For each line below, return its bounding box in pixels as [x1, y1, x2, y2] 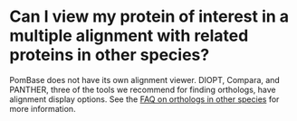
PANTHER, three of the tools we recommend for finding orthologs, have [9, 84, 276, 95]
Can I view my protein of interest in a [9, 6, 290, 27]
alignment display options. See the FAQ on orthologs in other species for [9, 93, 280, 105]
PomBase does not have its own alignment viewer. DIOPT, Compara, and [9, 74, 281, 85]
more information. [9, 103, 76, 114]
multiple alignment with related [9, 25, 249, 46]
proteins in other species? [9, 45, 210, 65]
